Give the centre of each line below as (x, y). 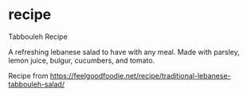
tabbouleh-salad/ (37, 84)
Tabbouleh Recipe (38, 36)
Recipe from (28, 75)
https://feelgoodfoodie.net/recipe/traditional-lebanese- (140, 75)
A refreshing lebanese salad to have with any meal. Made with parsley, (124, 52)
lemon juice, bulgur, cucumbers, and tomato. (82, 60)
